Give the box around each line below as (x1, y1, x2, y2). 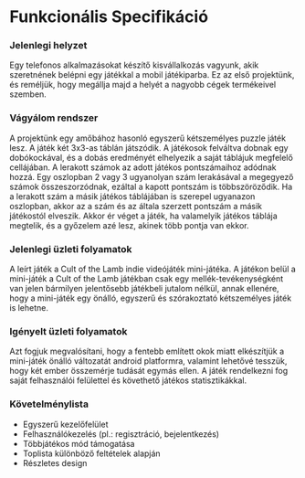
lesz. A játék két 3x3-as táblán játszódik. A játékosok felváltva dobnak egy (9, 142, 289, 153)
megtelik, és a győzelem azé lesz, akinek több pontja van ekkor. (9, 219, 249, 230)
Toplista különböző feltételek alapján (22, 448, 162, 459)
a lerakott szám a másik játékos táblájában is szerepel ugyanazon (9, 190, 256, 202)
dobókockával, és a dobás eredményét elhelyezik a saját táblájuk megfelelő (9, 152, 294, 163)
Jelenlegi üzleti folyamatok (9, 242, 132, 255)
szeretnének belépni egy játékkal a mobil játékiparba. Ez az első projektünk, (9, 69, 295, 80)
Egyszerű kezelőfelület (22, 419, 109, 430)
